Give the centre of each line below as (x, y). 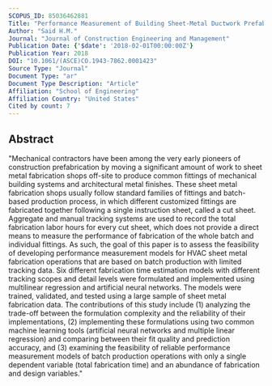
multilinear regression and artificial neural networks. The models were (125, 287)
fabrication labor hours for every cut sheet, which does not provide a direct (134, 227)
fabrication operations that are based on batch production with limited (125, 261)
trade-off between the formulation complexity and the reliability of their (127, 313)
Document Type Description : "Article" (74, 83)
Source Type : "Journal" (49, 69)
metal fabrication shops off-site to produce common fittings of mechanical (133, 176)
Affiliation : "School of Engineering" (74, 91)
